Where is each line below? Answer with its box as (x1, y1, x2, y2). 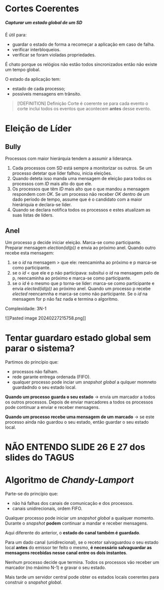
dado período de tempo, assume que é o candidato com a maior (12, 196, 142, 202)
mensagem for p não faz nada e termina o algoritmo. (12, 296, 119, 302)
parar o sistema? (5, 343, 75, 354)
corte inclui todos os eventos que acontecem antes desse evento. (17, 106, 151, 112)
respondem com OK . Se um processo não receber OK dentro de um (12, 191, 150, 197)
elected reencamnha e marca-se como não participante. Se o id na (12, 291, 148, 297)
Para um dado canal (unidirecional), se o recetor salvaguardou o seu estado (5, 539, 159, 545)
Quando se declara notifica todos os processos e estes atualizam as (12, 207, 151, 213)
